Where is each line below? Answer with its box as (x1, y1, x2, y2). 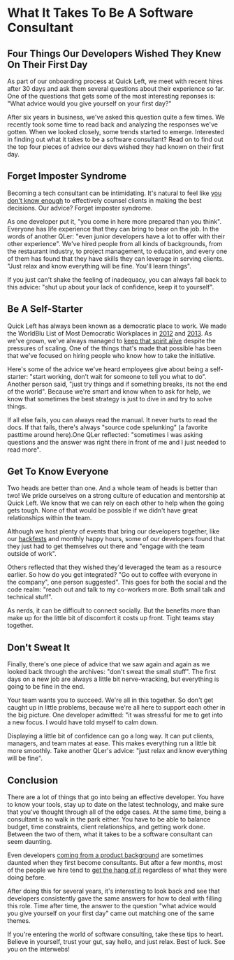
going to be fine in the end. (7, 682, 85, 691)
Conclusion (7, 774, 59, 786)
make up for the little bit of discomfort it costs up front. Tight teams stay (7, 614, 214, 622)
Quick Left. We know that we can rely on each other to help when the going (7, 499, 225, 508)
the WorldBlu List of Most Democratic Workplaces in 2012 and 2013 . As (7, 329, 212, 337)
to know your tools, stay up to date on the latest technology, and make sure (7, 801, 224, 809)
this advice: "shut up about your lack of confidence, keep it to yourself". (7, 282, 214, 291)
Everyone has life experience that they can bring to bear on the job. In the (7, 224, 219, 233)
